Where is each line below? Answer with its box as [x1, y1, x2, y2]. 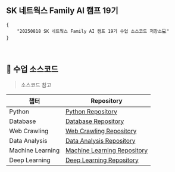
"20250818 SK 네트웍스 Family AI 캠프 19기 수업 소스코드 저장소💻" [17, 28, 170, 34]
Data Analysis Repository [65, 136, 136, 145]
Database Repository [65, 117, 124, 125]
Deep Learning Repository [65, 156, 139, 164]
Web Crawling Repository [65, 127, 137, 135]
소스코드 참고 [20, 81, 52, 88]
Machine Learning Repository [65, 146, 148, 154]
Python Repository [65, 107, 117, 115]
